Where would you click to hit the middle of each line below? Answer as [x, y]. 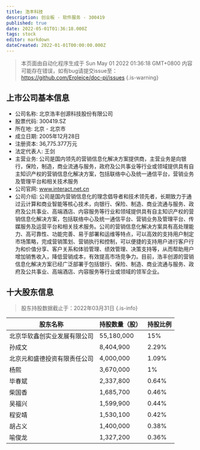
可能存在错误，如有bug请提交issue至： [69, 70]
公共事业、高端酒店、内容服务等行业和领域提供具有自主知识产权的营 [110, 211]
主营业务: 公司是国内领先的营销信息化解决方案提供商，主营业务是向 [98, 159]
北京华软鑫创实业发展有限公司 [52, 336]
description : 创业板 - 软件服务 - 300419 [56, 17]
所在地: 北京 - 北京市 [40, 128]
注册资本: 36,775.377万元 [46, 143]
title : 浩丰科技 [25, 12]
